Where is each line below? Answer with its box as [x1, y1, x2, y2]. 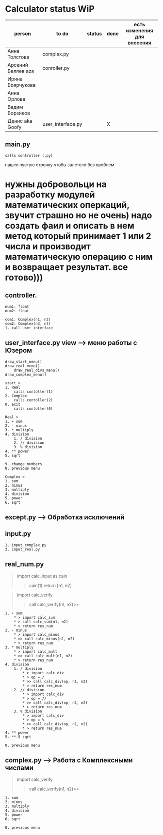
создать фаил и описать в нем [5, 220, 134, 231]
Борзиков [7, 110, 31, 116]
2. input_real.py [5, 547, 40, 551]
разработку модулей [5, 189, 95, 200]
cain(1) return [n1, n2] [29, 582, 72, 588]
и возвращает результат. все [5, 262, 128, 272]
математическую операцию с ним [5, 251, 153, 262]
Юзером [5, 346, 33, 355]
